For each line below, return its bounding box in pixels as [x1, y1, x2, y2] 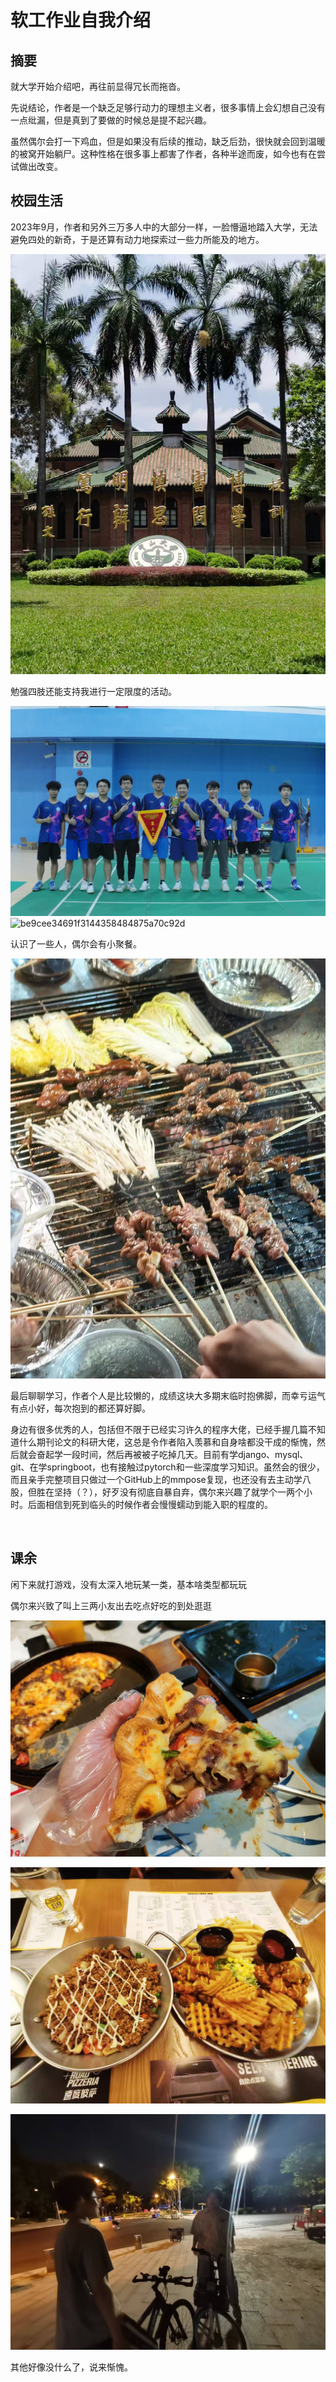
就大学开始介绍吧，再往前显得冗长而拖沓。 [10, 81, 186, 92]
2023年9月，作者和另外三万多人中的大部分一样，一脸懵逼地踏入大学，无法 [10, 221, 318, 233]
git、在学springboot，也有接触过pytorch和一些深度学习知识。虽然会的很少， [10, 1461, 325, 1473]
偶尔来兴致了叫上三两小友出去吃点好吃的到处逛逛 [10, 1599, 212, 1611]
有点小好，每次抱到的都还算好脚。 [10, 1402, 151, 1414]
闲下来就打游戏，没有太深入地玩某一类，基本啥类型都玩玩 [10, 1578, 247, 1590]
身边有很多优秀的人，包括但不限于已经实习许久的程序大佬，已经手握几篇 [10, 1423, 308, 1435]
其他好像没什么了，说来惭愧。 [10, 2361, 133, 2373]
